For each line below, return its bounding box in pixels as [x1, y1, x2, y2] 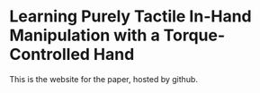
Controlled [9, 45, 90, 64]
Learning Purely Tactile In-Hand [9, 6, 252, 27]
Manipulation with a [9, 25, 160, 46]
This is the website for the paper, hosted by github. [9, 73, 198, 84]
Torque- [163, 25, 226, 46]
